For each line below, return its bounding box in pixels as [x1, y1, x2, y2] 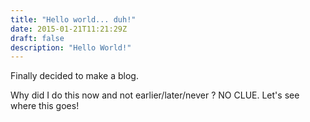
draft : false [10, 33, 65, 43]
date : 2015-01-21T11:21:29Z [10, 24, 128, 34]
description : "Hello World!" [10, 42, 132, 53]
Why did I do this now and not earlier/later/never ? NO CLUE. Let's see [10, 89, 300, 101]
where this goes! [10, 100, 80, 112]
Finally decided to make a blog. [10, 70, 139, 82]
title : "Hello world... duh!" [10, 14, 137, 25]
